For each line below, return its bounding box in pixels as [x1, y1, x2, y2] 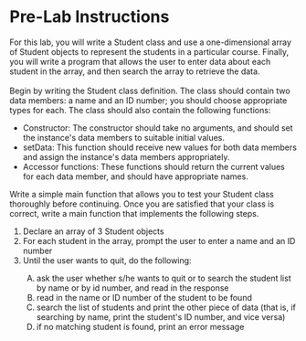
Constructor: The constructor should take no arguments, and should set [22, 122, 294, 133]
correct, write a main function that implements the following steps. [9, 208, 259, 218]
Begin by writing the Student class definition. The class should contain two [9, 85, 290, 96]
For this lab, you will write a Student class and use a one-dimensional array [9, 37, 292, 48]
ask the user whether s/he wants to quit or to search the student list [36, 272, 291, 283]
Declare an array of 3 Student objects [22, 226, 164, 237]
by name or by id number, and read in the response [36, 282, 230, 293]
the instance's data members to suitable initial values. [22, 132, 226, 143]
